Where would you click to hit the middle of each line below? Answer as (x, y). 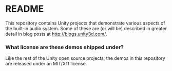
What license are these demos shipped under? (65, 47)
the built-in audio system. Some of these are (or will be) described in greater (86, 28)
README (25, 9)
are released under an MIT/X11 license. (46, 64)
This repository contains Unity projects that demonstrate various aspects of (85, 23)
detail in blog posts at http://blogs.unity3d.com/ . (56, 34)
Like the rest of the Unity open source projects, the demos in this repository (85, 58)
